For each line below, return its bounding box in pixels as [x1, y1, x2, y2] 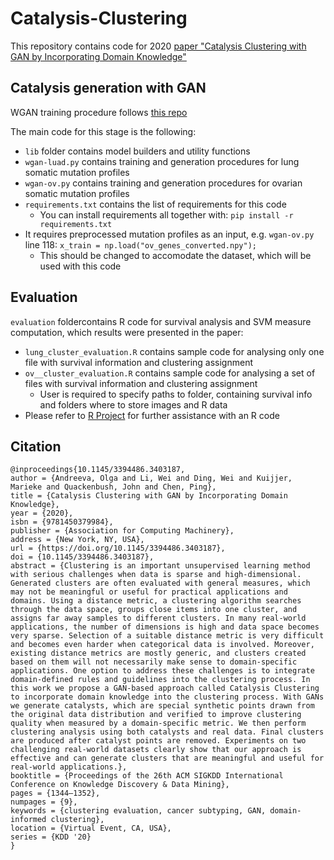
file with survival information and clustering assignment [24, 356, 253, 368]
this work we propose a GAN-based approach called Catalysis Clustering [10, 683, 320, 694]
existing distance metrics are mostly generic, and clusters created [10, 648, 307, 659]
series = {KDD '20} [10, 832, 92, 842]
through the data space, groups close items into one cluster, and [10, 605, 298, 615]
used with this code [39, 260, 122, 272]
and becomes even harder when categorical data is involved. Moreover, [10, 640, 315, 650]
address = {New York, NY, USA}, [10, 535, 145, 545]
